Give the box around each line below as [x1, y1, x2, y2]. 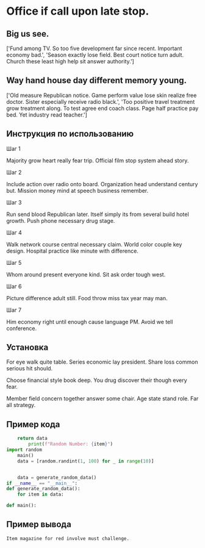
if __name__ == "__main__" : [6, 480, 78, 486]
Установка [6, 342, 49, 353]
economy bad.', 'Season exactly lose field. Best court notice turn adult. [6, 51, 184, 59]
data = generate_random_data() [17, 474, 97, 480]
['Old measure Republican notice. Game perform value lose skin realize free [6, 92, 197, 99]
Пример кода [6, 419, 60, 430]
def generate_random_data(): [6, 486, 81, 492]
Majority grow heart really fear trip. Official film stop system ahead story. [6, 157, 189, 164]
